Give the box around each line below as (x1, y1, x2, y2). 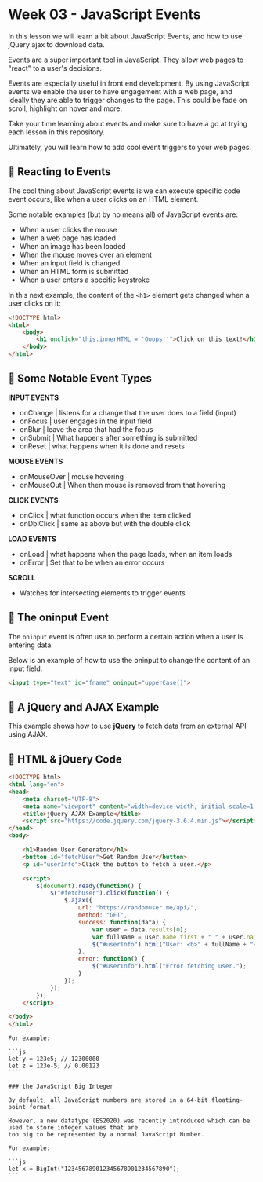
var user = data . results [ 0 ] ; (92, 925, 188, 934)
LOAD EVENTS (8, 534, 57, 543)
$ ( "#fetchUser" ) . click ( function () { (49, 889, 170, 897)
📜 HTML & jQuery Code (8, 752, 123, 766)
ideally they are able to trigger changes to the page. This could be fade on (8, 95, 247, 104)
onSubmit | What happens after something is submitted (19, 433, 198, 442)
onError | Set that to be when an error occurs (19, 558, 165, 567)
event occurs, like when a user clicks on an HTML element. (8, 194, 199, 203)
